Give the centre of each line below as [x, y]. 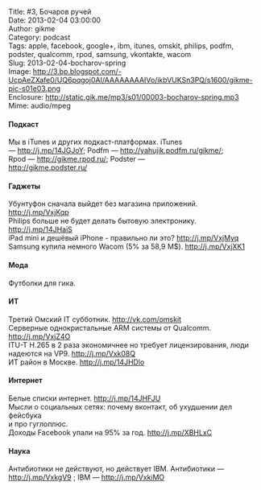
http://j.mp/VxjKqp [39, 212]
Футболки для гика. [42, 283]
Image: [20, 71]
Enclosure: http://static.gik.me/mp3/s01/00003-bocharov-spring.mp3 [124, 97]
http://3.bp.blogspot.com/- [77, 71]
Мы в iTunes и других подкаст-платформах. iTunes [95, 142]
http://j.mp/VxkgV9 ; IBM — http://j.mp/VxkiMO [87, 477]
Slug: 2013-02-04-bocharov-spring [67, 63]
